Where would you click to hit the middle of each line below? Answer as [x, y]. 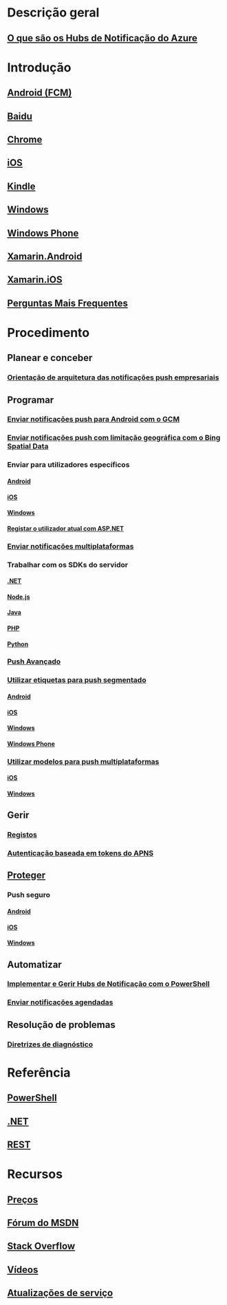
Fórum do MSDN [43, 1223]
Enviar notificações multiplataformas [71, 546]
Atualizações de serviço [60, 1293]
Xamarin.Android [45, 256]
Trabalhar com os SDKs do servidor [68, 564]
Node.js [19, 597]
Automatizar [34, 964]
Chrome [25, 139]
